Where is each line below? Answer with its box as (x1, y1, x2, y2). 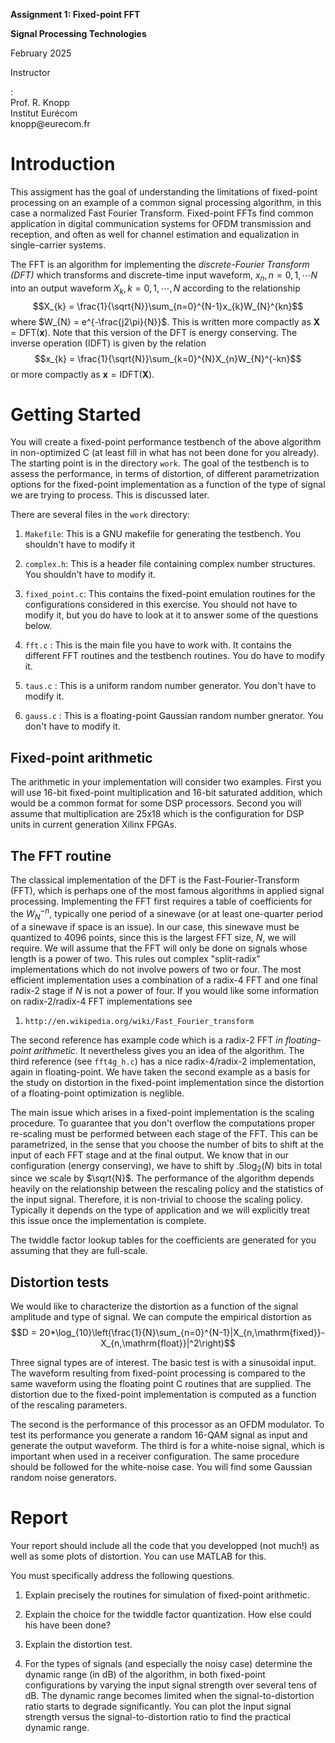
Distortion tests (10, 1274, 110, 1291)
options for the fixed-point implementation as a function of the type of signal (10, 479, 326, 491)
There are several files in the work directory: (10, 509, 191, 521)
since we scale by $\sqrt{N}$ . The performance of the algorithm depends (10, 1172, 315, 1184)
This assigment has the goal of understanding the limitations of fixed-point (10, 185, 318, 198)
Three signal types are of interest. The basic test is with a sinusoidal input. (10, 1357, 317, 1369)
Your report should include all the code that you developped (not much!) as (10, 1540, 320, 1552)
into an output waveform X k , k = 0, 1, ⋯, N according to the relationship (10, 282, 301, 296)
